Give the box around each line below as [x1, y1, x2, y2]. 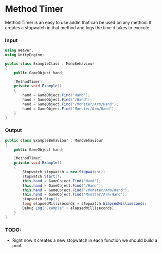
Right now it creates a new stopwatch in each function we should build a [12, 237, 158, 243]
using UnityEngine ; [5, 53, 45, 58]
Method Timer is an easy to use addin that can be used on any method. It [5, 19, 152, 25]
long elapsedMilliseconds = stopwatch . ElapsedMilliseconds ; [22, 201, 147, 206]
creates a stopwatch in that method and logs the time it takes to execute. [5, 24, 151, 30]
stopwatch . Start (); [22, 174, 62, 179]
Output [5, 127, 22, 134]
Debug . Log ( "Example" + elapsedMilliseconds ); [22, 206, 117, 211]
